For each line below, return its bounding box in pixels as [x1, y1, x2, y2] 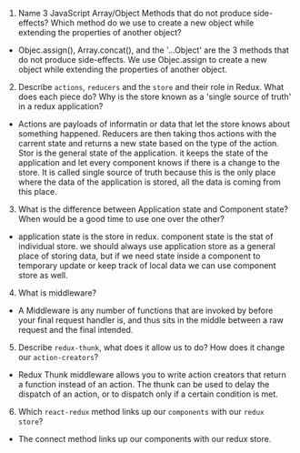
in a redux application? [17, 101, 104, 112]
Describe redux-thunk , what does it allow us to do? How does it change [17, 342, 285, 353]
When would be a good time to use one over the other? [17, 214, 225, 224]
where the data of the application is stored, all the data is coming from [17, 176, 282, 187]
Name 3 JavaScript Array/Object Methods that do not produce [17, 8, 252, 18]
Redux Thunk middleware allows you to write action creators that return [17, 369, 286, 380]
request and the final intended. [17, 325, 134, 335]
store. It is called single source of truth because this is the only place [17, 167, 276, 177]
